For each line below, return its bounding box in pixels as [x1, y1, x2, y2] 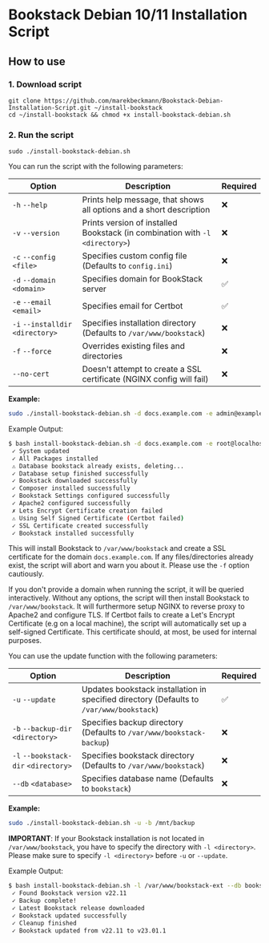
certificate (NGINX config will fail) [82, 374, 209, 385]
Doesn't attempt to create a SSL [82, 363, 202, 374]
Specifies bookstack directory [81, 750, 195, 761]
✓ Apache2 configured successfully [11, 500, 130, 508]
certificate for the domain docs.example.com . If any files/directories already [8, 552, 254, 562]
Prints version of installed [82, 217, 178, 229]
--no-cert [12, 370, 50, 378]
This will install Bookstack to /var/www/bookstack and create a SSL [8, 544, 227, 553]
